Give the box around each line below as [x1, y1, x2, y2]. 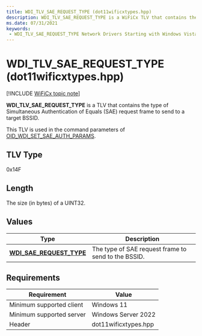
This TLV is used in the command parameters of [6, 126, 125, 133]
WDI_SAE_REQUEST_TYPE [9, 248, 87, 257]
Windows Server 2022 [91, 311, 156, 319]
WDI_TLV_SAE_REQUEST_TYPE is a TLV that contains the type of [6, 102, 169, 109]
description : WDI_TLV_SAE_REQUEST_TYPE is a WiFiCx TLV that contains [6, 14, 187, 20]
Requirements [6, 272, 60, 283]
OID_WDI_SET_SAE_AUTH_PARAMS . [6, 132, 96, 140]
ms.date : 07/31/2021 [6, 20, 58, 26]
